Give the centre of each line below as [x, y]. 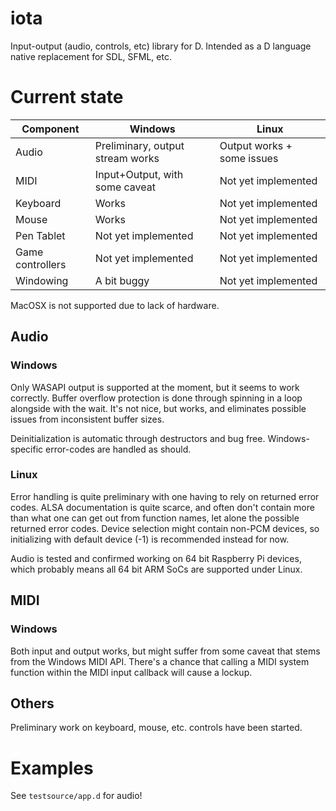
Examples [52, 768]
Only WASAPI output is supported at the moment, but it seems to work [155, 387]
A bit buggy [122, 280]
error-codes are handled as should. [118, 449]
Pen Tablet [40, 235]
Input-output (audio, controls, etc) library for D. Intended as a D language [161, 46]
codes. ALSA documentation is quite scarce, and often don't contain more [162, 507]
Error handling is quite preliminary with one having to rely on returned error [165, 496]
